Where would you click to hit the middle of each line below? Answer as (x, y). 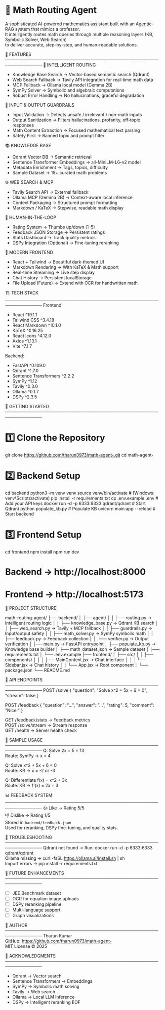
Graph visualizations (33, 916)
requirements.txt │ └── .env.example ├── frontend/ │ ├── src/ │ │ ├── (79, 654)
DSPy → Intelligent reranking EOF (46, 1002)
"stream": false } (22, 695)
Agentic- (145, 24)
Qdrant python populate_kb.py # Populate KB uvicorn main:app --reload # (80, 508)
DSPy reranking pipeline (37, 904)
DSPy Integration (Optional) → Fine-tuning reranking (65, 243)
